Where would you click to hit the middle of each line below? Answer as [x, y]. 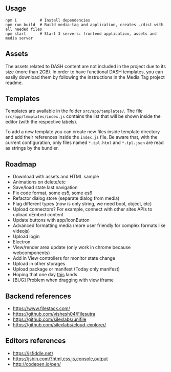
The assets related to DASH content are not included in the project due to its [86, 66]
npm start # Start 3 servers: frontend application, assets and [81, 34]
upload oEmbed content [38, 215]
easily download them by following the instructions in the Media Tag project [85, 77]
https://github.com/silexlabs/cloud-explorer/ [59, 325]
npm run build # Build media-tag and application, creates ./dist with [84, 25]
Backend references [38, 296]
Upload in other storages [39, 264]
